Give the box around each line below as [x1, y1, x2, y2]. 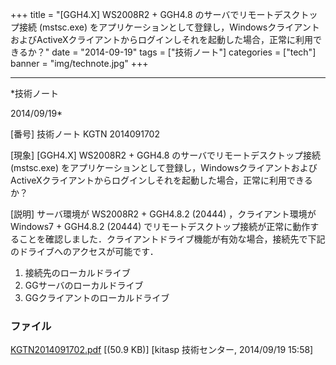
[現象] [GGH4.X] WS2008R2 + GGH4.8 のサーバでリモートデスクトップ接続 [10, 149, 322, 161]
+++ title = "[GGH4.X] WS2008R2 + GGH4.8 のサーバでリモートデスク [10, 9, 301, 20]
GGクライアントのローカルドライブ [24, 292, 170, 303]
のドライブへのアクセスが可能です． [10, 246, 159, 257]
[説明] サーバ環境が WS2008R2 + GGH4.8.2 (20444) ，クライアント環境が [10, 208, 317, 220]
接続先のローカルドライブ [24, 267, 131, 278]
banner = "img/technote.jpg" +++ [10, 58, 149, 69]
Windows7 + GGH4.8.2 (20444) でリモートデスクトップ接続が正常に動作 [10, 221, 311, 232]
